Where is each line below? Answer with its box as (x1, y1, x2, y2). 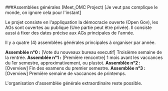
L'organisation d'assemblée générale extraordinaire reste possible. (5, 80, 142, 86)
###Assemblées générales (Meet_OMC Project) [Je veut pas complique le (5, 4, 158, 10)
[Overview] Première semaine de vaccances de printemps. (5, 70, 126, 76)
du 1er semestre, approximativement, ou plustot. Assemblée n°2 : (5, 60, 141, 65)
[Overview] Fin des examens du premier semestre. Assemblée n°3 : (5, 65, 146, 71)
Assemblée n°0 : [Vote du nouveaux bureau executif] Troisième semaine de (5, 49, 162, 55)
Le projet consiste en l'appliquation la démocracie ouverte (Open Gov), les (5, 19, 158, 25)
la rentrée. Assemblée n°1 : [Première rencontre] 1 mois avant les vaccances (5, 54, 163, 60)
